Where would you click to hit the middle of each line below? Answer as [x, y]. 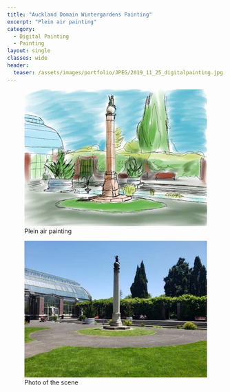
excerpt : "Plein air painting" [52, 22]
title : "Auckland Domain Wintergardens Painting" [80, 14]
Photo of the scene [51, 382]
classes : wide [28, 58]
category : [21, 29]
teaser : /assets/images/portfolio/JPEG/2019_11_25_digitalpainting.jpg [118, 72]
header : [18, 65]
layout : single [29, 51]
